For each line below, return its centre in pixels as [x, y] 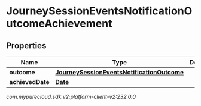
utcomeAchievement [59, 24]
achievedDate [29, 82]
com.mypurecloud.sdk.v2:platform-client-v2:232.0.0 [71, 97]
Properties [26, 46]
